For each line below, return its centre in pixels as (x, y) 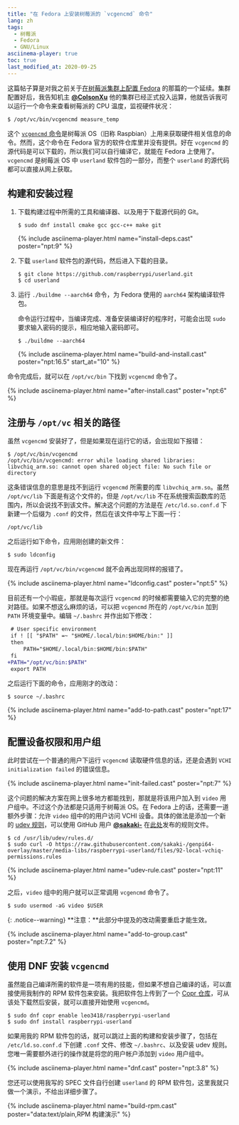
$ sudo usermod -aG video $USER (55, 906)
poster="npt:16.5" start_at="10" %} (69, 362)
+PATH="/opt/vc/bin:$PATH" (47, 662)
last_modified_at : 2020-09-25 (52, 67)
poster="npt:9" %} (45, 246)
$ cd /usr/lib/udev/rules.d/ (51, 838)
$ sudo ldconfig (31, 555)
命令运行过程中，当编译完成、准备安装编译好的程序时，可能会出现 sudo (122, 319)
